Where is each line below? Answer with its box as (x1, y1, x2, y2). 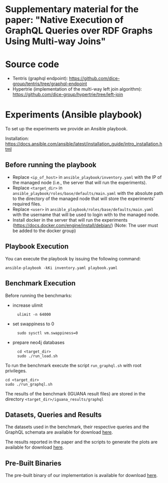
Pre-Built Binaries (5, 459, 62, 467)
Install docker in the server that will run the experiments (12, 217, 128, 223)
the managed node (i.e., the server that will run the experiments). (12, 179, 147, 185)
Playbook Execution (5, 242, 69, 251)
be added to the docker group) (12, 228, 76, 234)
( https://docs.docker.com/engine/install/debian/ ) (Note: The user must (12, 222, 158, 228)
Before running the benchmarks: (5, 292, 72, 298)
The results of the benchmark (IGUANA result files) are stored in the (5, 390, 145, 396)
